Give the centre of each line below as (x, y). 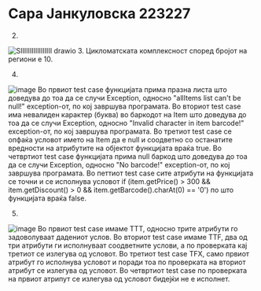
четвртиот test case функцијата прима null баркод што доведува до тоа (128, 156)
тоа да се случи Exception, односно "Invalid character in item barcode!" (126, 123)
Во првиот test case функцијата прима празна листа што (133, 89)
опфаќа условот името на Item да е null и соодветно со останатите (121, 139)
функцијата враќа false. (47, 198)
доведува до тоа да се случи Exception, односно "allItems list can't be (125, 98)
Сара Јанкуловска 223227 (99, 14)
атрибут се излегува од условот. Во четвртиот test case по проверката (128, 270)
